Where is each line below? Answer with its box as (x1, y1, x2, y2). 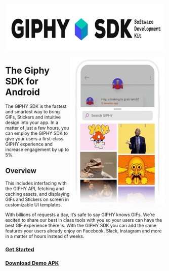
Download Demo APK (5, 259, 59, 266)
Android (5, 86, 40, 98)
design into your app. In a (5, 119, 59, 126)
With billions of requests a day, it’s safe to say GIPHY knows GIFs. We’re (5, 212, 155, 218)
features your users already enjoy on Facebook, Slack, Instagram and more (5, 228, 162, 234)
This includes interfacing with (5, 180, 67, 186)
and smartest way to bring (5, 108, 60, 114)
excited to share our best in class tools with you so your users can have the (5, 217, 162, 223)
